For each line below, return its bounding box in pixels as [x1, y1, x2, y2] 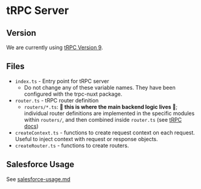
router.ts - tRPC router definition [14, 96, 99, 104]
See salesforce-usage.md [6, 175, 71, 182]
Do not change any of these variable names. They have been [24, 84, 176, 91]
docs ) [24, 122, 39, 130]
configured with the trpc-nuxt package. [24, 90, 123, 98]
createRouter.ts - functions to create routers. [14, 142, 129, 149]
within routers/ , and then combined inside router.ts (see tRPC [24, 116, 182, 123]
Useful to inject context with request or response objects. [14, 135, 158, 142]
